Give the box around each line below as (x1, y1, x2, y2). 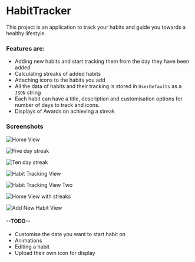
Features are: (6, 44, 45, 52)
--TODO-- (6, 217, 31, 224)
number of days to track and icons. (14, 102, 100, 109)
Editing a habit (14, 243, 50, 250)
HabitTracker (6, 4, 72, 18)
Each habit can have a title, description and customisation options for (14, 95, 183, 102)
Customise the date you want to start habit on (14, 230, 125, 237)
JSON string (14, 89, 41, 96)
